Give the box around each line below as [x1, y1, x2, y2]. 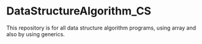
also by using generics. [6, 30, 65, 37]
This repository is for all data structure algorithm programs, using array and [6, 24, 196, 31]
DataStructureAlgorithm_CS [6, 4, 152, 18]
